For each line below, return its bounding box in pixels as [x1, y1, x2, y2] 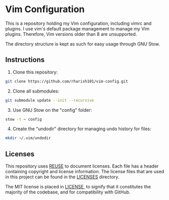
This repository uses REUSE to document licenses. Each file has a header [5, 163, 159, 169]
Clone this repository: [12, 69, 58, 75]
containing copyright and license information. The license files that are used [5, 169, 164, 175]
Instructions [5, 56, 45, 64]
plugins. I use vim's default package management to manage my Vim [5, 25, 150, 31]
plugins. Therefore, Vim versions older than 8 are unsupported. [5, 31, 137, 37]
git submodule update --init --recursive [5, 98, 94, 103]
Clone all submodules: [12, 88, 59, 94]
